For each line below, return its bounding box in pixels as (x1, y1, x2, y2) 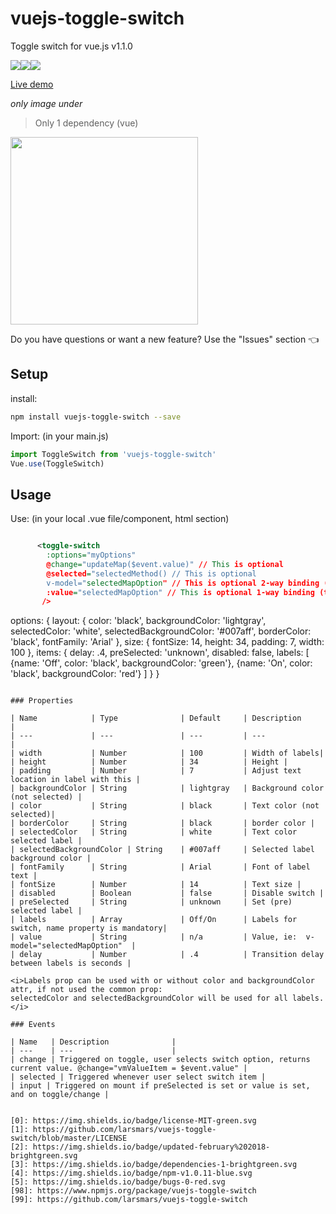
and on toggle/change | (10, 1090, 110, 1100)
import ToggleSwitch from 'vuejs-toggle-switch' (10, 449, 217, 459)
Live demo (10, 78, 54, 90)
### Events (10, 1020, 56, 1030)
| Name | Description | (10, 1037, 177, 1047)
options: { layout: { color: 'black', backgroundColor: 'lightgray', (10, 615, 267, 627)
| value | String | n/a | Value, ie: (10, 932, 298, 942)
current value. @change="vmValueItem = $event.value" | (10, 1063, 248, 1074)
